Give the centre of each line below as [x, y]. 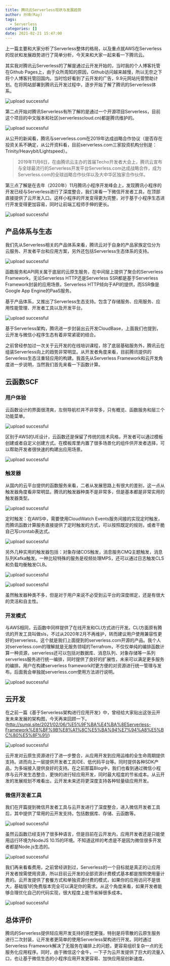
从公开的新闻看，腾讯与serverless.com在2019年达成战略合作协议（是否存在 [84, 138]
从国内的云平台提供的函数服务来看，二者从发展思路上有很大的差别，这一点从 [85, 485]
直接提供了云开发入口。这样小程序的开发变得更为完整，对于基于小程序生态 [83, 198]
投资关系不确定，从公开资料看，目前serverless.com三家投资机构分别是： [81, 145]
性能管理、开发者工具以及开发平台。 [47, 307]
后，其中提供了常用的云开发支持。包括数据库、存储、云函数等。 [72, 814]
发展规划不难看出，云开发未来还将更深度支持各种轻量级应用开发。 [83, 781]
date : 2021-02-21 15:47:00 [34, 33]
